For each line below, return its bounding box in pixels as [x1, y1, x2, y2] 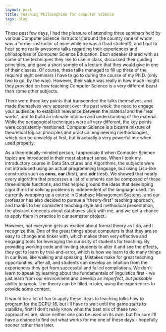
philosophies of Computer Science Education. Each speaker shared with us [5, 51, 159, 57]
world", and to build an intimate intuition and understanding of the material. [5, 114, 158, 120]
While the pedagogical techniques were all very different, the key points [5, 119, 152, 125]
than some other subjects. [5, 88, 58, 94]
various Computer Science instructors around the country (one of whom [5, 35, 153, 41]
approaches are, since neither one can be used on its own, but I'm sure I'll [5, 312, 157, 318]
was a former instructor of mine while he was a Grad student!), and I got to [5, 41, 158, 47]
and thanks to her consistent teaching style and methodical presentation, [5, 202, 155, 209]
